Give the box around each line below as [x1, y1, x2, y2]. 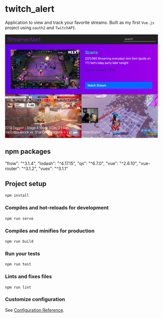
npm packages [5, 148, 51, 156]
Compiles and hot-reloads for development [5, 205, 109, 211]
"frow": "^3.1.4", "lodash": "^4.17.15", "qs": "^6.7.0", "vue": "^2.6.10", [5, 160, 138, 166]
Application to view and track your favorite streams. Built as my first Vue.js [5, 19, 155, 25]
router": [5, 166, 21, 171]
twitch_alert [5, 3, 55, 15]
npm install [5, 193, 29, 198]
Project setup [5, 179, 47, 188]
